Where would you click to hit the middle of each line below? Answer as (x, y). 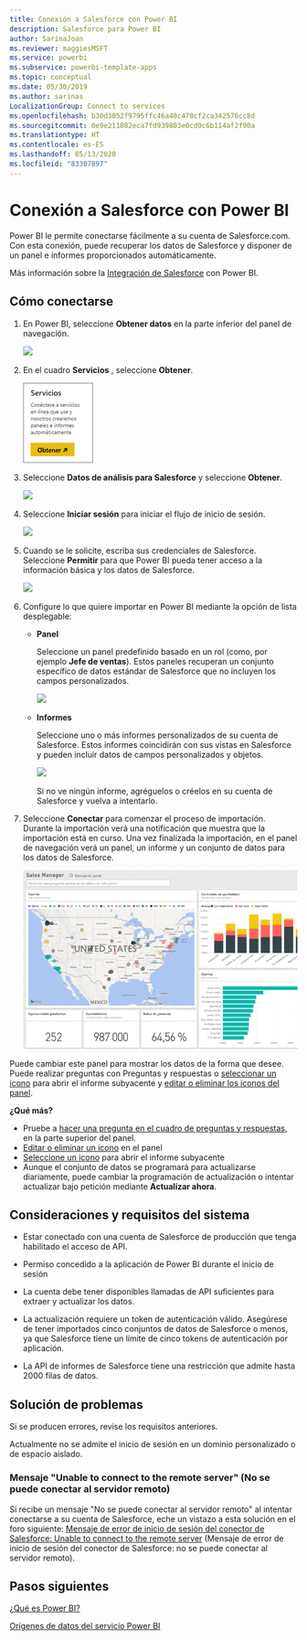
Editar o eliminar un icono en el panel (92, 1147)
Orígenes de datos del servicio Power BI (85, 1626)
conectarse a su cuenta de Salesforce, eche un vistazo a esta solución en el (153, 1518)
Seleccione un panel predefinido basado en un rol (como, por (152, 651)
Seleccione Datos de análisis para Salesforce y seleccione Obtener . (153, 477)
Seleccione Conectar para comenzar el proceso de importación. (144, 818)
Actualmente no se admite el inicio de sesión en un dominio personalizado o (153, 1444)
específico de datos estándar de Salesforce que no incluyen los (156, 671)
